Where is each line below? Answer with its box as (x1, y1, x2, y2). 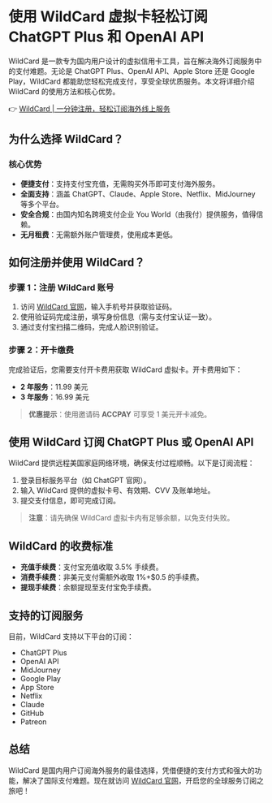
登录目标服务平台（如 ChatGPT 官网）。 (19, 476, 152, 486)
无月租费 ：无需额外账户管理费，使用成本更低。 (19, 229, 177, 240)
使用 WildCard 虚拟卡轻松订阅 (8, 7, 209, 26)
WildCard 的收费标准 (8, 539, 114, 553)
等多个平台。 (19, 199, 63, 209)
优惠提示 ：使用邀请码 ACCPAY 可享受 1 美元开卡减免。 (28, 409, 212, 419)
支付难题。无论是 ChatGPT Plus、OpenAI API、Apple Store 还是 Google (15, 66, 256, 76)
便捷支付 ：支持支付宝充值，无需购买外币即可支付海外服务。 (19, 179, 220, 188)
